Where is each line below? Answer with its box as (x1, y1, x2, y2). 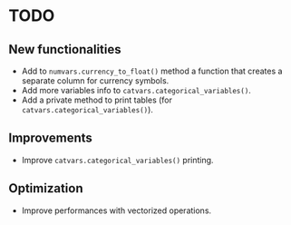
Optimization (8, 181, 83, 196)
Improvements (8, 131, 92, 146)
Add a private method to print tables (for (21, 94, 173, 105)
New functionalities (8, 42, 121, 57)
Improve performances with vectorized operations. (21, 205, 212, 216)
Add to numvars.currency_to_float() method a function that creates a (21, 65, 283, 76)
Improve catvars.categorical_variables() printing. (21, 154, 214, 165)
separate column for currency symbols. (21, 75, 170, 86)
